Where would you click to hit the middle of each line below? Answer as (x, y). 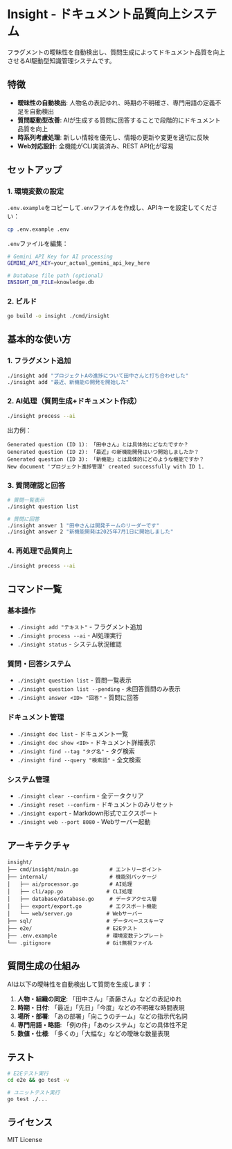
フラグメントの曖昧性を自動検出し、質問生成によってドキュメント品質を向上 (116, 52)
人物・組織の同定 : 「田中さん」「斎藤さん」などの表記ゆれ (99, 999)
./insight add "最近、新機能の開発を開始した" (68, 382)
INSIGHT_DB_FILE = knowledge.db (51, 282)
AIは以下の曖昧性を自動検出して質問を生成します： (80, 984)
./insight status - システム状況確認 (70, 644)
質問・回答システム (39, 664)
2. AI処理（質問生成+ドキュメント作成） (74, 401)
